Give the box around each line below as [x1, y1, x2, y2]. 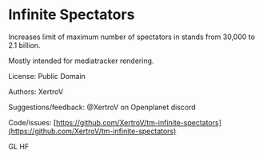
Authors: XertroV [8, 86, 64, 97]
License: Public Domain [8, 71, 86, 81]
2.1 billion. [8, 40, 41, 49]
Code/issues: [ [8, 117, 57, 127]
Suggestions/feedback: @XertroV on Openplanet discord [8, 102, 196, 112]
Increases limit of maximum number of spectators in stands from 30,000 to [8, 32, 256, 41]
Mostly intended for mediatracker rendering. [8, 56, 154, 65]
